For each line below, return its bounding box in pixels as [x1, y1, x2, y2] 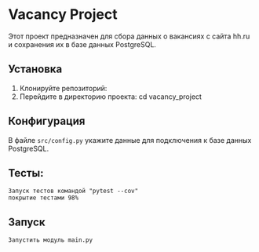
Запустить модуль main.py [8, 236, 93, 244]
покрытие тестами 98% [8, 194, 79, 202]
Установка [8, 63, 63, 76]
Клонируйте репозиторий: [19, 83, 108, 93]
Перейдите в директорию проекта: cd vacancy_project [19, 92, 202, 101]
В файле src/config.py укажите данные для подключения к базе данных [8, 135, 252, 144]
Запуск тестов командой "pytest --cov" [8, 187, 139, 195]
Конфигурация [8, 115, 86, 128]
